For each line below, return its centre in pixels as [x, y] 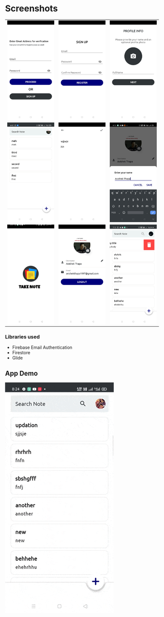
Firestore [21, 353]
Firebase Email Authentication [42, 347]
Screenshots [31, 9]
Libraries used [22, 337]
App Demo [21, 373]
